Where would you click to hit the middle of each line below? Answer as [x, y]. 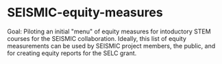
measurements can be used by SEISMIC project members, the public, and [111, 46]
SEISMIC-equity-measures [85, 13]
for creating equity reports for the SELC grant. [72, 53]
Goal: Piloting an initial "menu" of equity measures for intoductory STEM [109, 31]
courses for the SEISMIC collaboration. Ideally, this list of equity [97, 38]
